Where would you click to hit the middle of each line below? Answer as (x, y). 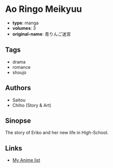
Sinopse (18, 121)
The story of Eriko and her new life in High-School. (57, 133)
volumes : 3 (24, 28)
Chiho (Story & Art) (32, 105)
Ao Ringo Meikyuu (44, 9)
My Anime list (26, 160)
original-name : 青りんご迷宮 (41, 34)
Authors (18, 88)
